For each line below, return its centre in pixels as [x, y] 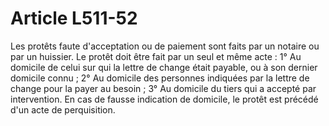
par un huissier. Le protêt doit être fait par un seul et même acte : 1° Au [156, 56]
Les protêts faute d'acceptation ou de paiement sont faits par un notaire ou [165, 46]
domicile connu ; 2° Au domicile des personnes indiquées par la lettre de [160, 78]
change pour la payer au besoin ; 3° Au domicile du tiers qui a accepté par [163, 88]
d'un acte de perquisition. [63, 109]
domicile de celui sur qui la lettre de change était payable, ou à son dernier [164, 67]
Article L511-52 [74, 18]
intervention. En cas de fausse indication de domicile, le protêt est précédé [164, 99]
